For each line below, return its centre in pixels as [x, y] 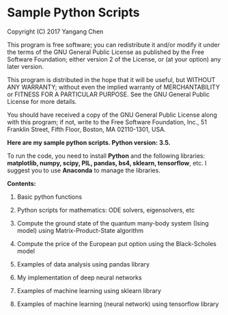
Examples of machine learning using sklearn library [89, 290]
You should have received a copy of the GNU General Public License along [112, 115]
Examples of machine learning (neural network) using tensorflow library [118, 304]
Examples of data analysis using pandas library [83, 264]
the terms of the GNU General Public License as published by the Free [106, 52]
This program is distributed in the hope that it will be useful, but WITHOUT [111, 79]
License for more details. [42, 101]
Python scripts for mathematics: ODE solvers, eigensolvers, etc [106, 210]
